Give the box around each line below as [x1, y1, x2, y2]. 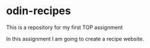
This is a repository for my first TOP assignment [6, 24, 123, 31]
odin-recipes [6, 4, 71, 18]
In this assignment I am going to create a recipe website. [6, 35, 144, 42]
